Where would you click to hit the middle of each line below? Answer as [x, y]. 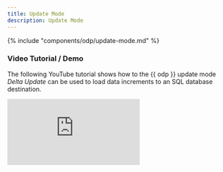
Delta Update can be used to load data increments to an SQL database [110, 81]
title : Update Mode [36, 14]
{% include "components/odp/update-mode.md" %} [84, 40]
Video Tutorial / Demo [46, 59]
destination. [24, 89]
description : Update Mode [45, 20]
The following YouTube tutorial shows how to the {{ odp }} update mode [112, 74]
